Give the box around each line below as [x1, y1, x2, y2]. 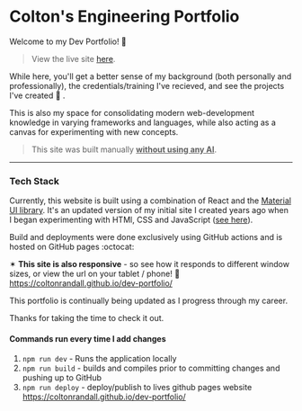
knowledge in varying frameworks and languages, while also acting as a [9, 117, 277, 128]
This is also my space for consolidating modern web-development [9, 107, 254, 118]
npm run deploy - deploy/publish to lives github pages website [22, 382, 253, 393]
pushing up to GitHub [22, 372, 102, 383]
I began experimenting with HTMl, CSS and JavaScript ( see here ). [9, 214, 253, 226]
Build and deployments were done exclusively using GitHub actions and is [9, 232, 283, 243]
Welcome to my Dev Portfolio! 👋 [9, 36, 128, 47]
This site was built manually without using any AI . [31, 144, 218, 155]
